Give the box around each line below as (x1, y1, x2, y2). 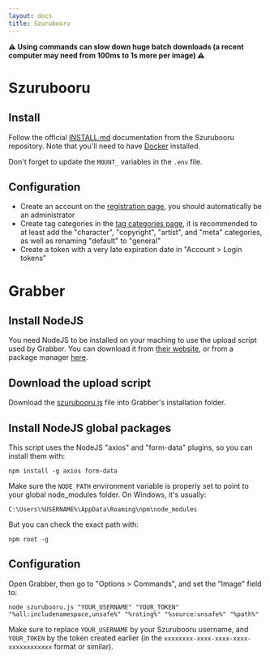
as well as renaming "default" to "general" (19, 236, 161, 246)
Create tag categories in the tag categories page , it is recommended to (19, 219, 258, 229)
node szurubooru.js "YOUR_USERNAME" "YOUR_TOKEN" (8, 603, 180, 611)
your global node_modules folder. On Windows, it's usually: (8, 490, 207, 499)
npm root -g (8, 535, 49, 543)
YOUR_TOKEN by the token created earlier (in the (8, 633, 163, 643)
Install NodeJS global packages (8, 421, 172, 434)
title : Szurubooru (8, 19, 71, 28)
